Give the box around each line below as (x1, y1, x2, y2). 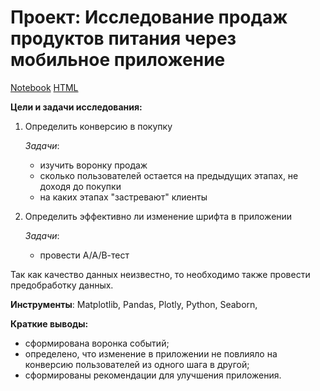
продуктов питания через (10, 27, 237, 50)
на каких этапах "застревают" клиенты (39, 191, 208, 203)
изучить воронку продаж (39, 159, 148, 171)
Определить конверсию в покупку (24, 120, 173, 132)
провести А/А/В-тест (39, 249, 130, 261)
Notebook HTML (10, 81, 79, 93)
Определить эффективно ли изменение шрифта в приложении (24, 210, 293, 222)
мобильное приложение (10, 49, 226, 71)
